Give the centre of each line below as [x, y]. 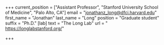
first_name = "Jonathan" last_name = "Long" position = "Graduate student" [82, 18]
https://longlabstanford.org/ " [35, 28]
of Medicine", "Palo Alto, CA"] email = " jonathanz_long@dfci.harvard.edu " [81, 12]
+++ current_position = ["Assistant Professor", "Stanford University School [82, 7]
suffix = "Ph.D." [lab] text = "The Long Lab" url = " [57, 23]
